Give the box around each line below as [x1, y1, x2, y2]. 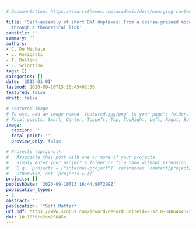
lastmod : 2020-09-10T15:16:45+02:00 [6, 84, 95, 91]
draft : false [6, 95, 38, 101]
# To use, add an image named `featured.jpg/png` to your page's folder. [6, 111, 190, 117]
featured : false [6, 90, 45, 96]
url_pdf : [6, 209, 27, 214]
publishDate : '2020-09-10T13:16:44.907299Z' [6, 182, 116, 188]
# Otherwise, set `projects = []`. [6, 171, 98, 176]
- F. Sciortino [6, 63, 43, 68]
